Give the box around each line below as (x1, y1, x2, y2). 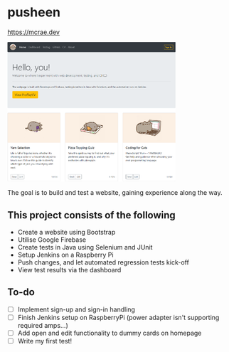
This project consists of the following (7, 209, 176, 221)
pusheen (7, 4, 60, 21)
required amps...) (17, 321, 69, 329)
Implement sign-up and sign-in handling (17, 305, 135, 314)
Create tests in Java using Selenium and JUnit (17, 243, 153, 252)
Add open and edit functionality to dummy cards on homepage (17, 329, 202, 337)
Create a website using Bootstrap (17, 228, 116, 237)
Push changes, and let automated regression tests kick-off (17, 258, 190, 267)
